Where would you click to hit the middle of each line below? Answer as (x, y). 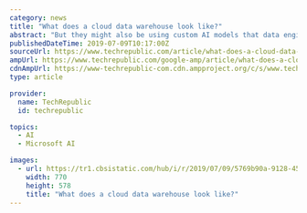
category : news (38, 18)
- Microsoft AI (47, 144)
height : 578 (48, 186)
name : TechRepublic (55, 102)
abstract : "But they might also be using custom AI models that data (145, 35)
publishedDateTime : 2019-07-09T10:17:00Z (90, 43)
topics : (24, 127)
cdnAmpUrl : (30, 69)
